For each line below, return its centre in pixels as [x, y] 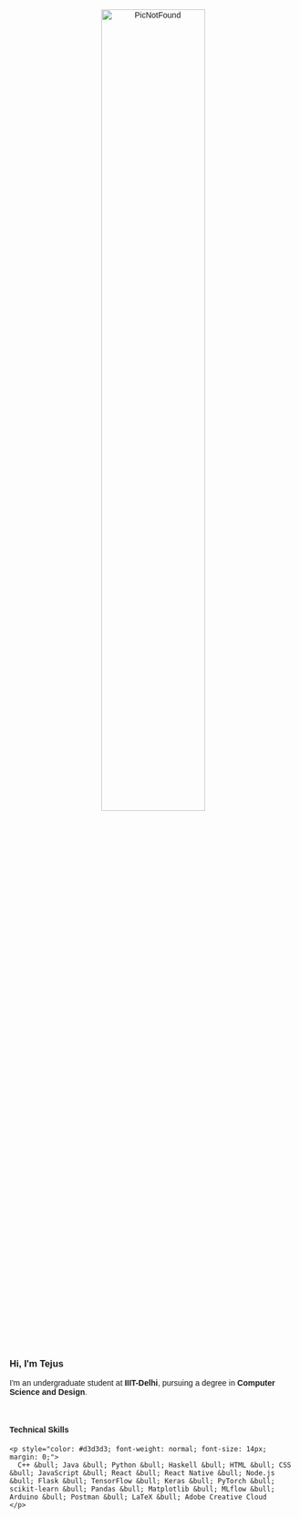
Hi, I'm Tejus [36, 1363]
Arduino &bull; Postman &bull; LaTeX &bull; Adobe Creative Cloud [138, 1497]
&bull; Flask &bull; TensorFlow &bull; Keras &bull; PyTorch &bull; [142, 1481]
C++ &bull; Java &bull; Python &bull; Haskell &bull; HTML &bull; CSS [155, 1465]
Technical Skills [40, 1429]
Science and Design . [49, 1392]
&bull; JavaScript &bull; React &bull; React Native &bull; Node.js [142, 1473]
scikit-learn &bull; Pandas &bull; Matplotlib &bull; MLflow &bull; [142, 1489]
